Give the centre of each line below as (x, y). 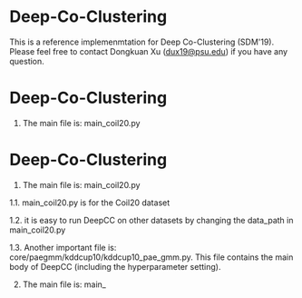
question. (27, 61)
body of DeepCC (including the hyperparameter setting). (115, 266)
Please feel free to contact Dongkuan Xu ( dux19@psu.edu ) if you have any (149, 51)
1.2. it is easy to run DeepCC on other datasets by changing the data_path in (151, 220)
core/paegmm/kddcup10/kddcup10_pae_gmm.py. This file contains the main (151, 257)
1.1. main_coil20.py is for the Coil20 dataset (90, 203)
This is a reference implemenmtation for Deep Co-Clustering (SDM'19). (142, 42)
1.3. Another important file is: (63, 247)
